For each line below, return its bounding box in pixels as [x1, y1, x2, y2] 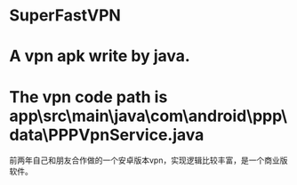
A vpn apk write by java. [9, 46, 191, 67]
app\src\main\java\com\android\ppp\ [9, 106, 287, 125]
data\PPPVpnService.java [9, 125, 205, 145]
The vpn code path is [9, 86, 168, 107]
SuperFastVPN [9, 5, 122, 26]
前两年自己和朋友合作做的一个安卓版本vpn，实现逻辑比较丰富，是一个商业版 [9, 155, 288, 165]
